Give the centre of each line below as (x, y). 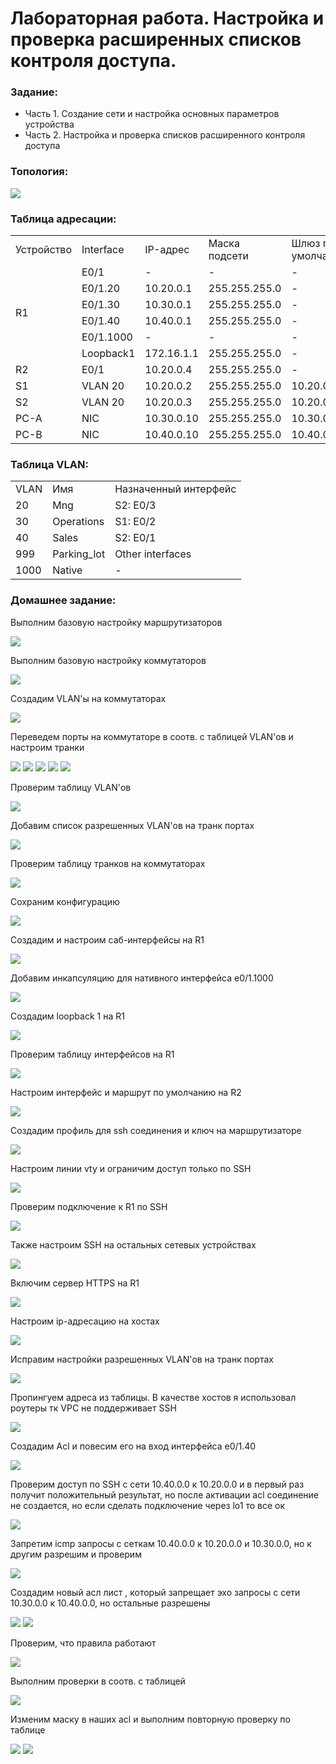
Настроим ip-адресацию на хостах (85, 1321)
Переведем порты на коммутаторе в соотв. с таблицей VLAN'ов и (152, 736)
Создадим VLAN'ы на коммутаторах (88, 698)
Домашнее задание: (63, 600)
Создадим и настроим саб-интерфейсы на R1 (107, 939)
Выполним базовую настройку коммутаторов (108, 660)
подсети (228, 256)
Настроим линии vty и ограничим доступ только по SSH (131, 1168)
